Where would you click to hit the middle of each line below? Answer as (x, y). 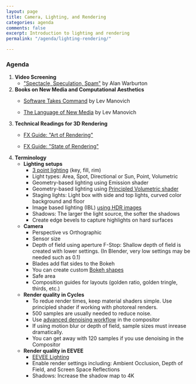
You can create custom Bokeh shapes (78, 270)
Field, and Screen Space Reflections (76, 369)
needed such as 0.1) (56, 257)
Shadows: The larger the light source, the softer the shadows (106, 214)
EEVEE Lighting (50, 357)
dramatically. (48, 332)
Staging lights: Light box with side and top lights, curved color (107, 195)
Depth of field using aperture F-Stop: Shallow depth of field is (107, 245)
